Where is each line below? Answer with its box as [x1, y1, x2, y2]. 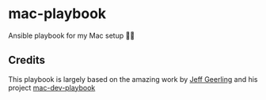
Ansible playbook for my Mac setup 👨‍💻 [8, 31, 135, 40]
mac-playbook [8, 5, 107, 23]
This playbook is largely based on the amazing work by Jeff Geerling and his [8, 74, 258, 83]
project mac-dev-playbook [8, 83, 96, 92]
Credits [8, 54, 46, 67]
